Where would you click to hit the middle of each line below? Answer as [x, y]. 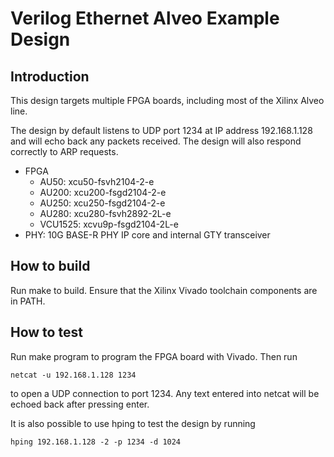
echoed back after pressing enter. [80, 404]
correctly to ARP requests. [64, 151]
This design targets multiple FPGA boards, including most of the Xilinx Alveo [167, 100]
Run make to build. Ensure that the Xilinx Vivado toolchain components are [164, 290]
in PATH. [28, 301]
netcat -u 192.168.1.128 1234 [73, 375]
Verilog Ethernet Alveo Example [145, 18]
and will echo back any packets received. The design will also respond [156, 141]
